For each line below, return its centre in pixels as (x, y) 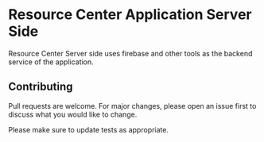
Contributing (41, 87)
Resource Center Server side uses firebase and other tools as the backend (130, 53)
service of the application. (51, 62)
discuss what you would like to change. (73, 114)
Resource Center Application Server (130, 15)
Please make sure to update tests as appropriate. (89, 129)
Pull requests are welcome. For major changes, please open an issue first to (132, 106)
